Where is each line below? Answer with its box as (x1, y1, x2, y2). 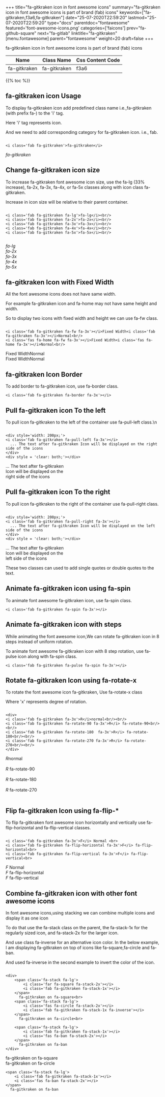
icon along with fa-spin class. (17, 653, 78, 659)
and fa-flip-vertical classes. (35, 825, 91, 831)
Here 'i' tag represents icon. (5, 120, 62, 125)
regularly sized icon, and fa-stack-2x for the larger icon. (5, 930, 119, 936)
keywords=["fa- (119, 9, 152, 15)
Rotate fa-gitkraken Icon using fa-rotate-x (5, 676, 137, 684)
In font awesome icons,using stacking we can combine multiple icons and (5, 910, 155, 915)
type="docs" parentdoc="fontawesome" (47, 20, 130, 26)
